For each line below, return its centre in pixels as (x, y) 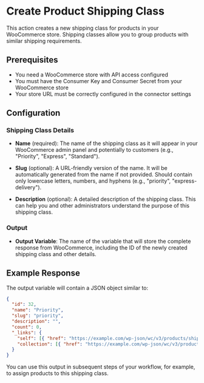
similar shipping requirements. (44, 41)
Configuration (33, 113)
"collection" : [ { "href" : (50, 344)
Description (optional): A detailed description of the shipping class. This (105, 199)
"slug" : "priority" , (38, 316)
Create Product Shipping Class (86, 11)
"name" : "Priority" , (38, 310)
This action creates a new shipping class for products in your (83, 28)
